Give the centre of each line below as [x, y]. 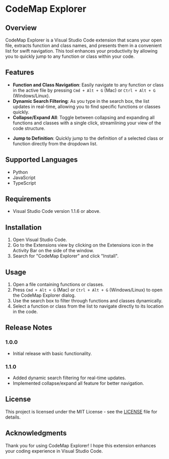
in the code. [25, 312]
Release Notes [29, 328]
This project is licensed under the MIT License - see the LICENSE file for [81, 411]
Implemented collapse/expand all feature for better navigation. [78, 383]
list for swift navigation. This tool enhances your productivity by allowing [81, 51]
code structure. [29, 128]
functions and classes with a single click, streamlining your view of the [87, 123]
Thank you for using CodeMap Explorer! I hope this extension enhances [81, 445]
